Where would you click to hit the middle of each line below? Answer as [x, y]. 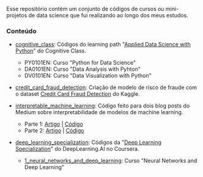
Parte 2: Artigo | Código [54, 131]
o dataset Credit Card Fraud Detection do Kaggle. [77, 94]
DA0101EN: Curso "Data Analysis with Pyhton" [82, 69]
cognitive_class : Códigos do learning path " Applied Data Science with [103, 45]
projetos [17, 15]
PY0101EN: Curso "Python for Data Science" [80, 63]
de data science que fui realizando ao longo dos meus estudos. [108, 15]
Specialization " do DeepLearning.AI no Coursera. [77, 149]
